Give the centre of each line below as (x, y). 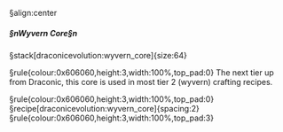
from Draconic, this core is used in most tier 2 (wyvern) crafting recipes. (141, 82)
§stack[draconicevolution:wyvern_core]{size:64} (98, 55)
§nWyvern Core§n (43, 33)
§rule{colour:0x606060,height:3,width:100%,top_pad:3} (112, 118)
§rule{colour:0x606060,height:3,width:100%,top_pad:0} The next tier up (141, 72)
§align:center (33, 13)
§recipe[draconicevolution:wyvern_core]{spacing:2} (104, 108)
